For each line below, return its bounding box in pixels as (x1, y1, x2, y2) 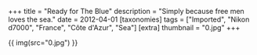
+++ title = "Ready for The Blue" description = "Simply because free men (8, 7, 244, 15)
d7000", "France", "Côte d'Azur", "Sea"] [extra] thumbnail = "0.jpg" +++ (8, 23, 241, 32)
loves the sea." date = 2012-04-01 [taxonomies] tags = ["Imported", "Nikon (8, 15, 250, 24)
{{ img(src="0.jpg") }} (8, 38, 78, 47)
